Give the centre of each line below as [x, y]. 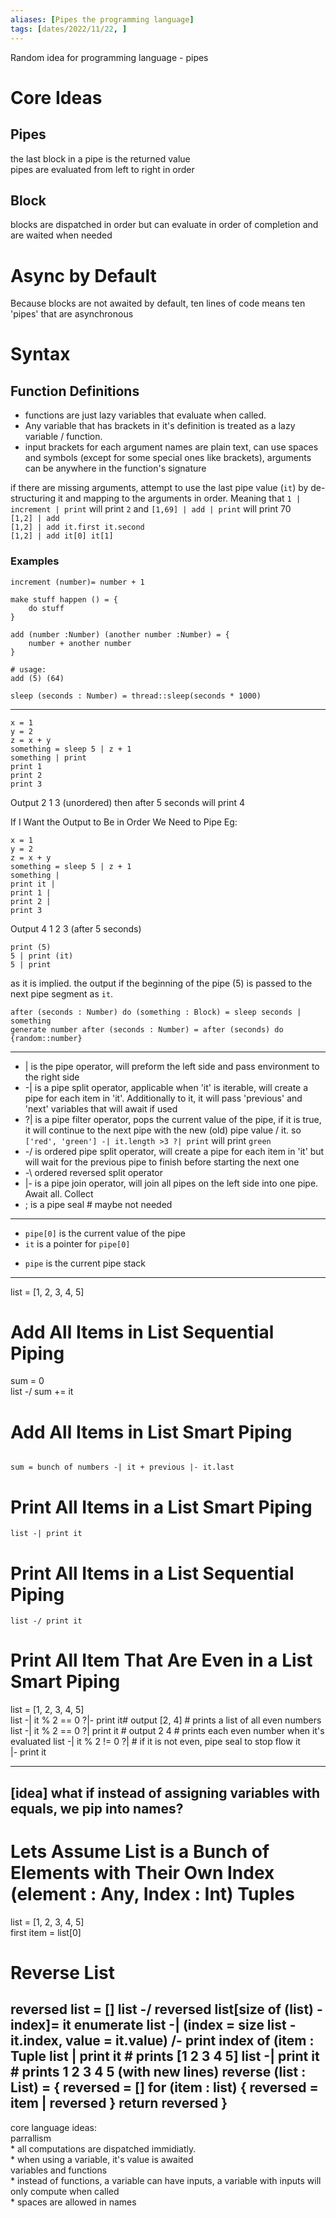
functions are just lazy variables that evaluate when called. [145, 415]
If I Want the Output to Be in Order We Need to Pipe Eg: [124, 822]
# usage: [28, 669]
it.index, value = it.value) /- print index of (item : [162, 2041]
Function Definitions [75, 391]
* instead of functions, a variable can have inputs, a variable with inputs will [166, 2180]
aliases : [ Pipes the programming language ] [102, 19]
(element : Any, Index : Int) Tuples [152, 1893]
